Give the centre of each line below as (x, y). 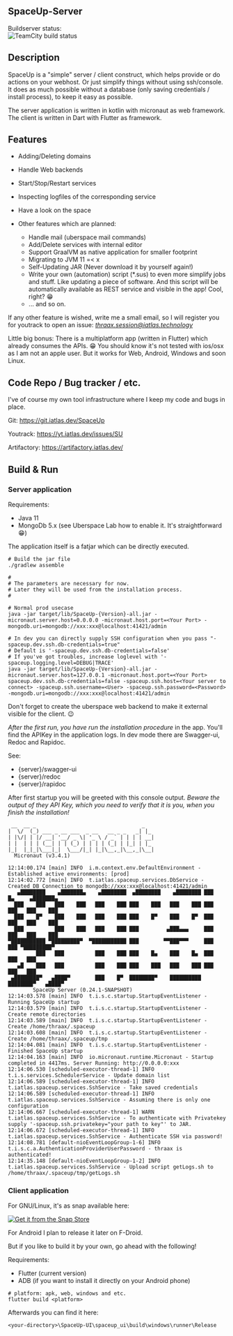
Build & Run (33, 469)
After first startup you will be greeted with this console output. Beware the (114, 797)
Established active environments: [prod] (69, 874)
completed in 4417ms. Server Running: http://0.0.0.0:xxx (94, 1063)
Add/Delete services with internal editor (85, 245)
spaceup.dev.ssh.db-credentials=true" (64, 645)
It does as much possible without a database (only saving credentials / (109, 89)
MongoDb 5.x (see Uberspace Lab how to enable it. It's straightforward (120, 525)
